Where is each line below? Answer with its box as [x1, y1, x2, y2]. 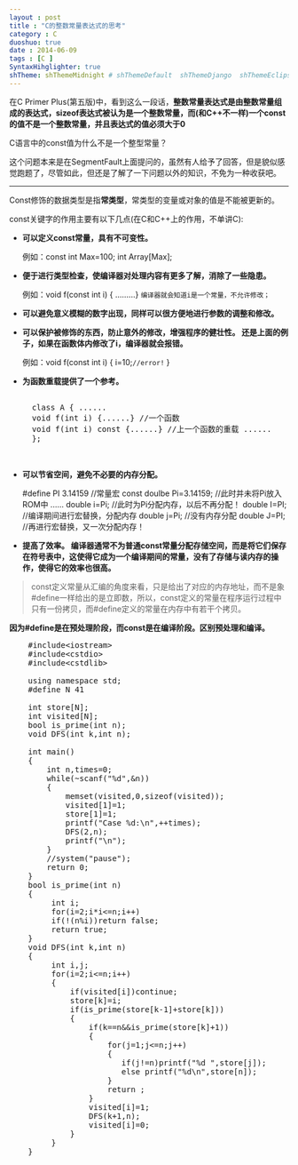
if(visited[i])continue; [69, 986, 178, 996]
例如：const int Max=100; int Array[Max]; [21, 251, 173, 262]
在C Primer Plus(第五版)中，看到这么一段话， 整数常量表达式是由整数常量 [9, 96, 275, 107]
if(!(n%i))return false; [51, 915, 160, 925]
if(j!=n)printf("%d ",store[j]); [121, 1057, 267, 1067]
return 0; [46, 862, 90, 872]
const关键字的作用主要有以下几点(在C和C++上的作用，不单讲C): [9, 213, 244, 224]
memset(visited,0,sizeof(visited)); [65, 791, 224, 801]
